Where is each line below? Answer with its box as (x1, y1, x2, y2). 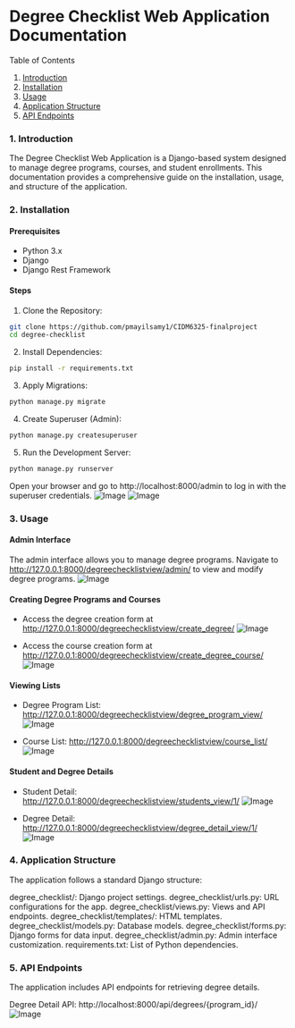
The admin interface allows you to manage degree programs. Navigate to (9, 554, 279, 565)
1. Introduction (9, 132, 73, 145)
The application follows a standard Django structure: (9, 874, 203, 885)
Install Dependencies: (21, 347, 103, 358)
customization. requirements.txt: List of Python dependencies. (9, 939, 239, 949)
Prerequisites (9, 225, 61, 236)
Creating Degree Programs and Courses (9, 594, 161, 604)
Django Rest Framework (21, 265, 112, 275)
